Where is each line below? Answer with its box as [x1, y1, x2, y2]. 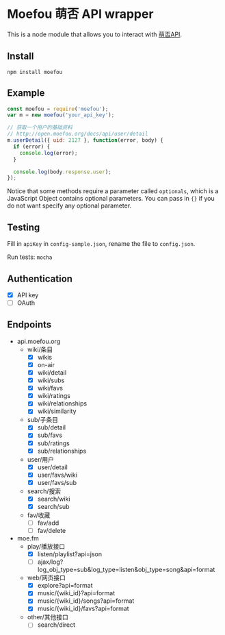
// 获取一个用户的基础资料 [7, 124, 73, 131]
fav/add [37, 519, 59, 527]
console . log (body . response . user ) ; [13, 169, 111, 175]
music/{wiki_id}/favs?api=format [37, 604, 129, 613]
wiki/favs [37, 384, 64, 393]
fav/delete [37, 527, 66, 534]
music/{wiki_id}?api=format [37, 589, 116, 597]
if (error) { [13, 143, 51, 150]
